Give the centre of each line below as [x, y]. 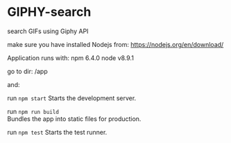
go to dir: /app [27, 71]
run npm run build [33, 111]
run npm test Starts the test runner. [57, 132]
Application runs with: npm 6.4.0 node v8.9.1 [70, 58]
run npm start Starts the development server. [72, 98]
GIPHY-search [49, 12]
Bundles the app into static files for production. [74, 119]
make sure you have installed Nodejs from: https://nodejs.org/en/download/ [115, 44]
